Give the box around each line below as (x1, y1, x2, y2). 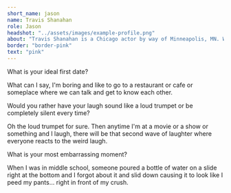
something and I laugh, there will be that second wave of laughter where (7, 129, 212, 138)
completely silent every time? (7, 108, 91, 117)
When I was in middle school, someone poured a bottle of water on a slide (7, 163, 217, 172)
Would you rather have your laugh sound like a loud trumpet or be (7, 101, 194, 110)
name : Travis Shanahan (7, 17, 72, 23)
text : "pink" (7, 49, 45, 56)
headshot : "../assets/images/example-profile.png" (7, 29, 155, 37)
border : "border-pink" (7, 42, 72, 49)
